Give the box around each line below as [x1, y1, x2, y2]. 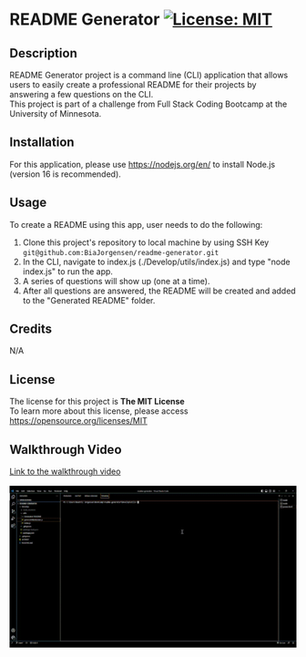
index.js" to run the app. [22, 265, 114, 277]
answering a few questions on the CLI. [9, 89, 154, 99]
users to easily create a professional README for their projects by [9, 79, 257, 90]
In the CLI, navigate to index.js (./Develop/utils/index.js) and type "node [22, 256, 291, 267]
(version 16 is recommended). [9, 169, 121, 180]
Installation [9, 135, 75, 150]
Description [9, 46, 77, 61]
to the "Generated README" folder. [22, 294, 156, 305]
